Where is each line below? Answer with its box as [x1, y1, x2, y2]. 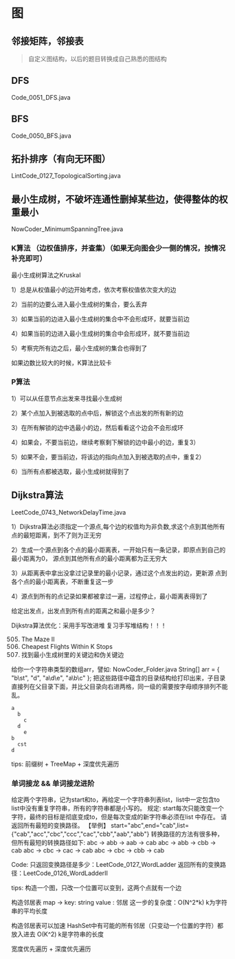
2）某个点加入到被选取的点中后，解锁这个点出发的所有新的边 [11, 409, 184, 417]
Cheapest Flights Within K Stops [21, 642, 113, 650]
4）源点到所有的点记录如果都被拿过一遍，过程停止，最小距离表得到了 [11, 592, 208, 600]
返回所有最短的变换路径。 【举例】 [11, 821, 109, 829]
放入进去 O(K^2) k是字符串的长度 [11, 929, 104, 938]
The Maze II [21, 635, 55, 643]
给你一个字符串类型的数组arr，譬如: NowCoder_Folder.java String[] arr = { [11, 665, 220, 674]
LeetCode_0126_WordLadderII [23, 869, 109, 877]
